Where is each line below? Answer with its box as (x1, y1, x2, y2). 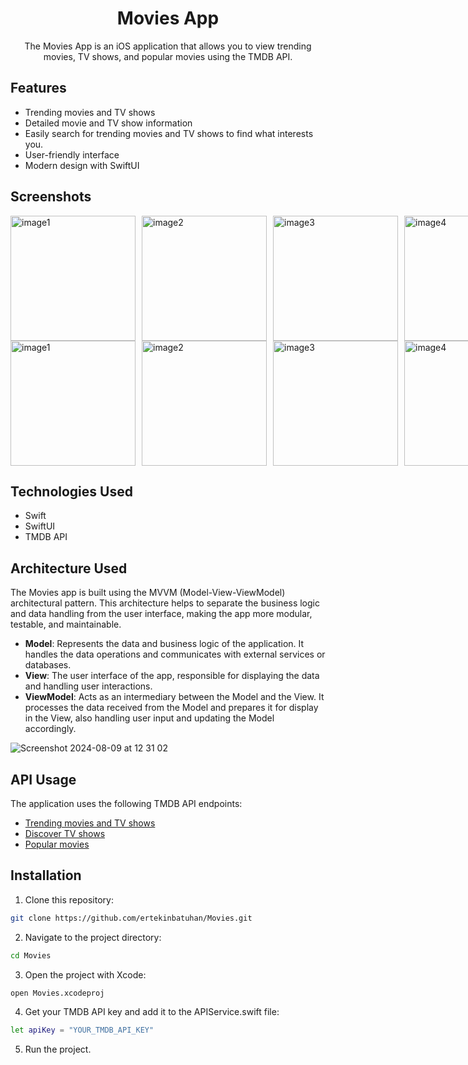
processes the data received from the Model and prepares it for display (24, 702, 319, 714)
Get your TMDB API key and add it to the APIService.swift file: (24, 1006, 280, 1018)
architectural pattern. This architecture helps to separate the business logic (10, 597, 320, 609)
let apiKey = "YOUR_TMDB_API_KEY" (10, 1025, 155, 1036)
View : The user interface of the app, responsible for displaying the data (24, 670, 320, 682)
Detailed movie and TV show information (24, 117, 193, 129)
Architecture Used (10, 560, 128, 577)
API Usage (10, 771, 77, 788)
